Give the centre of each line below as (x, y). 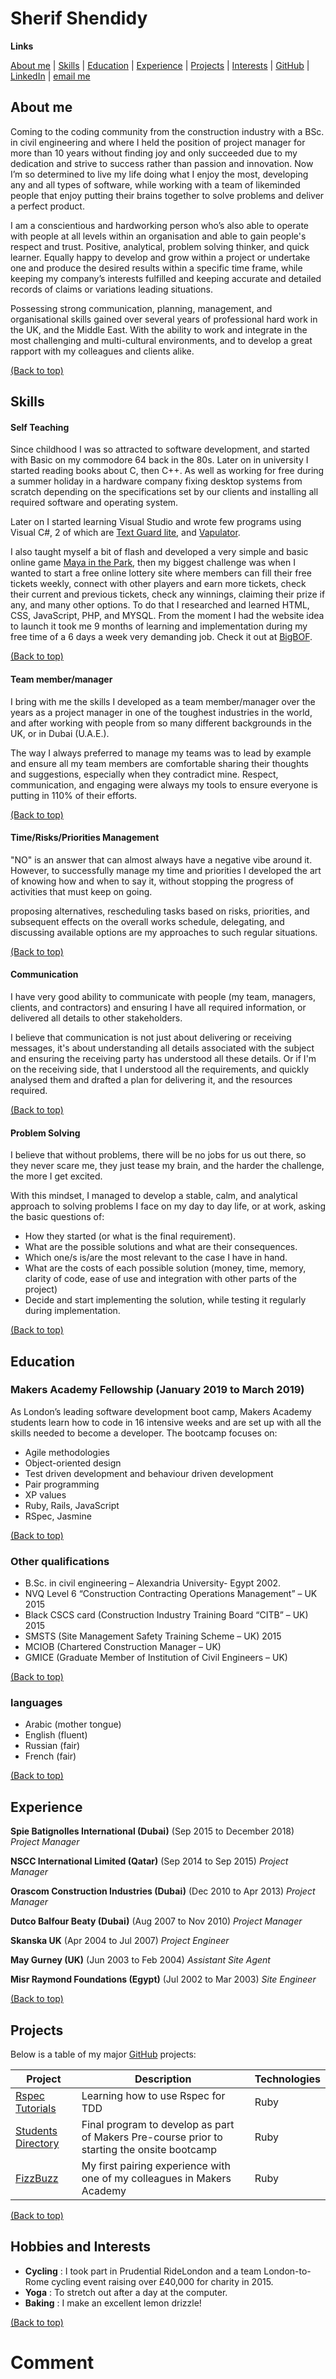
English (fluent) (56, 1735)
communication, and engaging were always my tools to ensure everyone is (164, 784)
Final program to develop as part (158, 2125)
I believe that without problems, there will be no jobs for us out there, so (158, 1155)
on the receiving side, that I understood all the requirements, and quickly (160, 1069)
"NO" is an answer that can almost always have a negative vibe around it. (161, 859)
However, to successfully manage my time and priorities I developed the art (166, 870)
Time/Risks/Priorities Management (85, 838)
